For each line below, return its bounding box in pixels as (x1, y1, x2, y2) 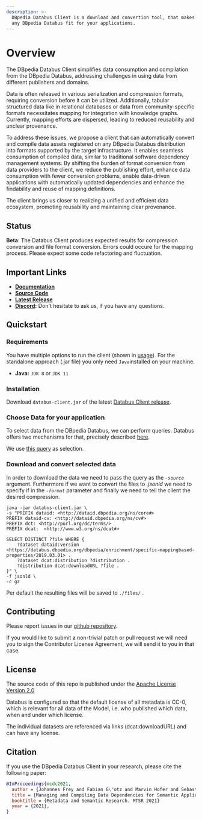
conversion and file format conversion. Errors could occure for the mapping (6, 243, 194, 251)
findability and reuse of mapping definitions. (6, 185, 116, 193)
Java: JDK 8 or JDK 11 (14, 369, 69, 377)
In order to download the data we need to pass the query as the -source (6, 474, 185, 481)
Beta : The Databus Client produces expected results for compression (6, 237, 179, 244)
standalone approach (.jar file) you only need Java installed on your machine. (6, 358, 195, 365)
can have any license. (6, 730, 60, 737)
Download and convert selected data (6, 460, 116, 469)
